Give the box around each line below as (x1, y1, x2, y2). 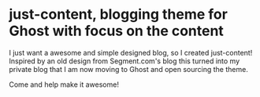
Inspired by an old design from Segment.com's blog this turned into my (9, 56, 240, 66)
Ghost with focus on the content (9, 22, 224, 40)
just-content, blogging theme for (9, 5, 228, 23)
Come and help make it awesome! (9, 80, 119, 89)
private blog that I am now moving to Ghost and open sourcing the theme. (9, 64, 249, 74)
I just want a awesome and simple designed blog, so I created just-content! (9, 48, 253, 57)
